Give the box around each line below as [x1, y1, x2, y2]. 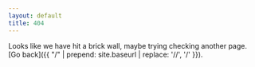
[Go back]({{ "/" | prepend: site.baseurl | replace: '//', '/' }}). [8, 49, 203, 59]
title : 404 [8, 19, 45, 27]
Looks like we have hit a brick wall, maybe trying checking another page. [8, 41, 248, 50]
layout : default [8, 11, 62, 20]
